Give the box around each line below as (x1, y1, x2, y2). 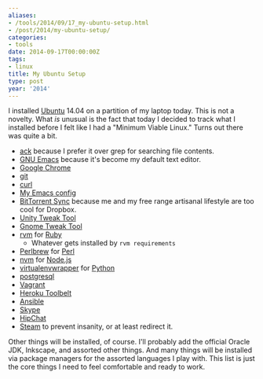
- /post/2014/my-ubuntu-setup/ (8, 26, 111, 34)
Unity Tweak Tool (19, 213, 76, 223)
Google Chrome (19, 163, 71, 173)
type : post (8, 77, 44, 85)
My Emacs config (19, 188, 77, 197)
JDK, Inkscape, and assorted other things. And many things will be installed (8, 345, 253, 355)
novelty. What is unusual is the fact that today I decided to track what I (8, 115, 236, 124)
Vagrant (19, 280, 46, 289)
